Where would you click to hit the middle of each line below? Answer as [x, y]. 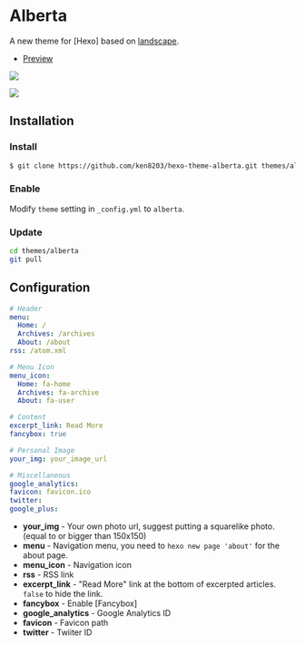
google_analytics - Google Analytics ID [97, 613]
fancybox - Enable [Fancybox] [80, 603]
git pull [26, 259]
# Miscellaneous [40, 475]
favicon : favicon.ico [50, 492]
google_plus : [34, 509]
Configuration [50, 288]
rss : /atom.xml [38, 351]
